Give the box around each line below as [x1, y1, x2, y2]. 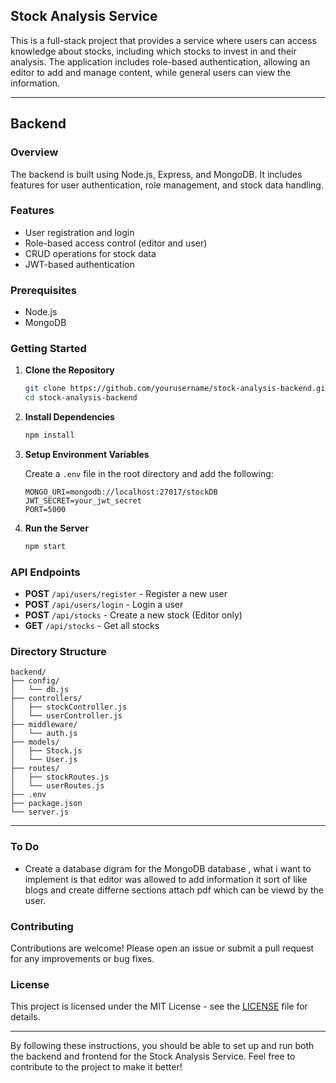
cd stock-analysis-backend [24, 393, 138, 403]
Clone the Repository [24, 364, 115, 376]
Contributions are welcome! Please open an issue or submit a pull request [10, 942, 315, 954]
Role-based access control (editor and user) [24, 237, 208, 249]
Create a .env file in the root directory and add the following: [24, 468, 274, 480]
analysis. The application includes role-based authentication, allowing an [10, 55, 311, 68]
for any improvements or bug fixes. [10, 953, 155, 965]
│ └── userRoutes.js [10, 781, 105, 791]
